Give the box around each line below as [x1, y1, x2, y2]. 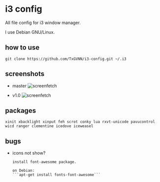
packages [5, 106, 36, 115]
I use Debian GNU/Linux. [5, 29, 55, 35]
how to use [5, 43, 40, 52]
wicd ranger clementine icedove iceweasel [5, 124, 94, 129]
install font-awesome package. [12, 159, 77, 165]
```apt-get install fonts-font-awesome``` [12, 173, 101, 178]
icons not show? [12, 150, 46, 156]
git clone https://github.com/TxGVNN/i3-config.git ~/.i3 [5, 56, 127, 61]
